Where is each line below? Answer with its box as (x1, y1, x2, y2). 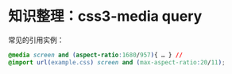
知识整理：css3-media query (8, 7, 203, 25)
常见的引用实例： (8, 35, 64, 45)
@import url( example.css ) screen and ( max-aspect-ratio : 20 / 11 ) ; (8, 58, 226, 66)
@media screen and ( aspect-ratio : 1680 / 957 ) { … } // (8, 51, 183, 59)
